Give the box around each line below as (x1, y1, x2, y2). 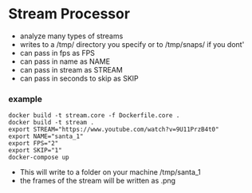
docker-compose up (8, 153, 69, 162)
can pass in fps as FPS (19, 48, 96, 57)
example (8, 93, 42, 104)
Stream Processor (8, 5, 130, 23)
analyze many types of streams (19, 31, 124, 41)
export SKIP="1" (8, 147, 62, 155)
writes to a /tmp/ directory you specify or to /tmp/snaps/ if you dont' (19, 39, 245, 49)
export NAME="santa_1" (8, 132, 84, 140)
